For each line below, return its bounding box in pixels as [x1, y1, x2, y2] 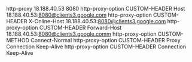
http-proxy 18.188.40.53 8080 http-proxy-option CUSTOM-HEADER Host [6, 5, 185, 12]
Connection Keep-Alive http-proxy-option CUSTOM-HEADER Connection [6, 43, 187, 50]
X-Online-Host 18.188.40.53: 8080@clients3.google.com [28, 18, 166, 24]
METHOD [6, 37, 30, 44]
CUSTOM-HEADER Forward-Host [39, 24, 122, 31]
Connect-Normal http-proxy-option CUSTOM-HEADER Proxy [31, 37, 181, 44]
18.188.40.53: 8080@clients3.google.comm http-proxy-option [6, 30, 157, 38]
